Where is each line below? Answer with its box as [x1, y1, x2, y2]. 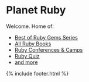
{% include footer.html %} [6, 70, 69, 77]
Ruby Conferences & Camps [14, 46, 83, 53]
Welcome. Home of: [6, 23, 54, 30]
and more [14, 59, 38, 66]
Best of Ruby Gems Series [14, 34, 78, 41]
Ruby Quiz [14, 52, 40, 59]
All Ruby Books [14, 40, 52, 47]
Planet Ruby [6, 3, 66, 17]
